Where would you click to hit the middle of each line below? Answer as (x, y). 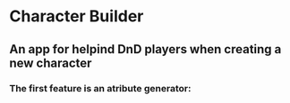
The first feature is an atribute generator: (100, 88)
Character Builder (77, 16)
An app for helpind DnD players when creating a (145, 49)
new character (51, 63)
